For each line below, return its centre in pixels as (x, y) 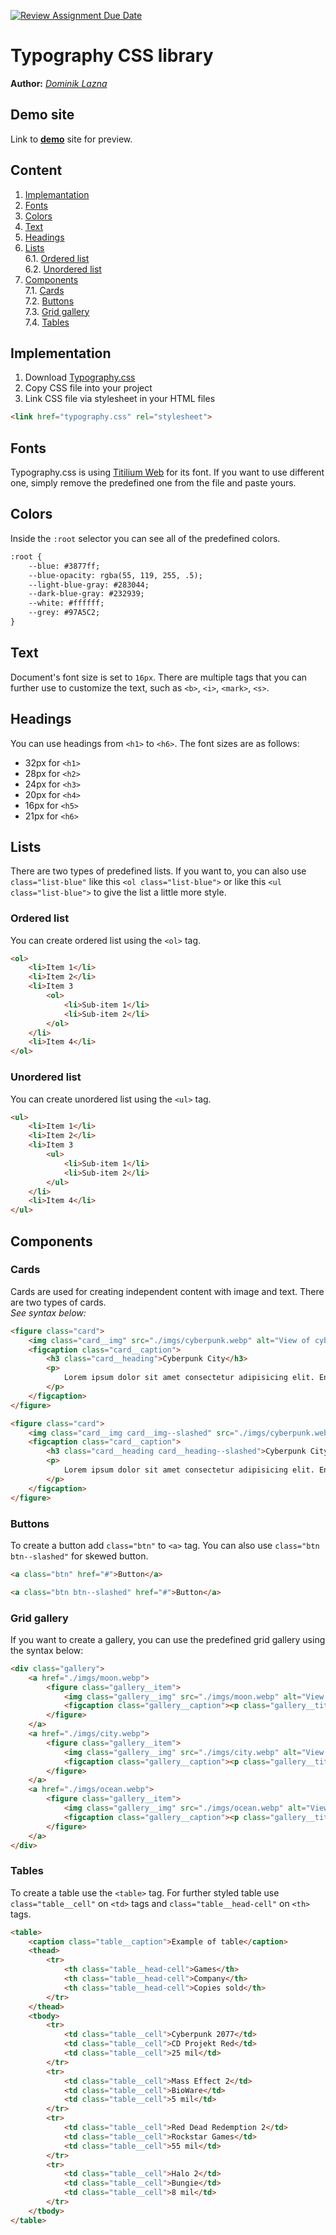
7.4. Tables (47, 322)
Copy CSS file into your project (88, 388)
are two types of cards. (58, 1302)
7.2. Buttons (49, 301)
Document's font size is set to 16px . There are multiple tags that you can (159, 677)
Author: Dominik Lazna (59, 83)
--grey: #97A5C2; (64, 613)
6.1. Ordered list (57, 258)
